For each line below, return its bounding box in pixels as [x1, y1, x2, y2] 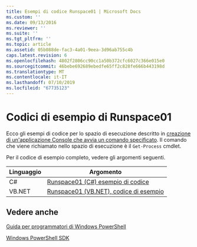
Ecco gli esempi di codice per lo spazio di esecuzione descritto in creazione [6, 130, 191, 137]
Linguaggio [9, 168, 42, 176]
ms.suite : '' [6, 31, 38, 36]
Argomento [89, 168, 122, 176]
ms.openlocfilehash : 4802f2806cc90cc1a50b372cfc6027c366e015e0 [6, 58, 165, 64]
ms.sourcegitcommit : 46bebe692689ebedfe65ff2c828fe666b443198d [6, 63, 165, 69]
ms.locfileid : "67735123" [6, 85, 70, 91]
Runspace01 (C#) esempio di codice [47, 178, 149, 186]
